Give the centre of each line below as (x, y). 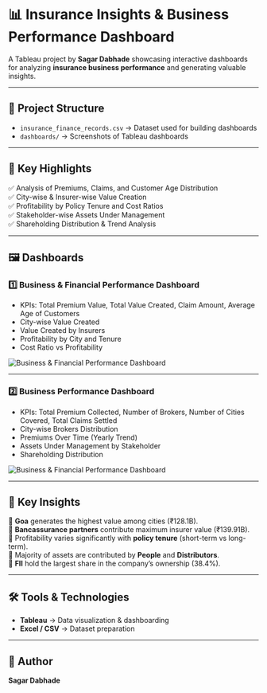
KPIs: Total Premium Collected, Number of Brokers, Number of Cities (132, 412)
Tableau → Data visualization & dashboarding (94, 621)
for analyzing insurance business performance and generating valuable (127, 67)
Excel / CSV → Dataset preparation (77, 628)
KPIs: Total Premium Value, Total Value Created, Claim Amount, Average (137, 305)
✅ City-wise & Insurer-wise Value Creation (77, 197)
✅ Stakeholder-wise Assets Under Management (87, 214)
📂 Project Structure (56, 109)
